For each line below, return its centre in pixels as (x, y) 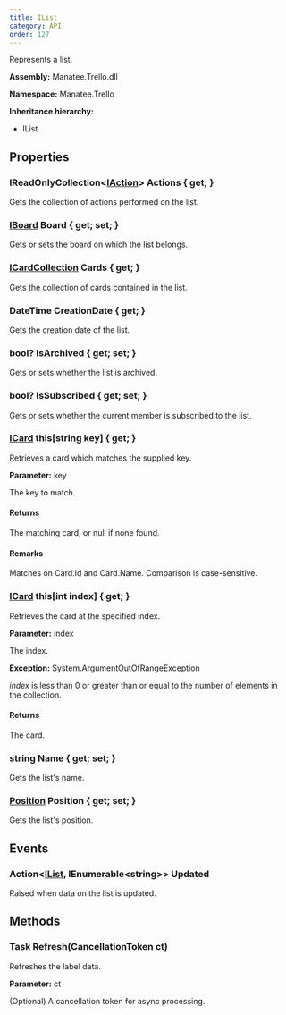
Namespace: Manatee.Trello (62, 94)
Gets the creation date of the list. (70, 330)
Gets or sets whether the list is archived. (84, 373)
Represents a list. (41, 60)
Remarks (26, 553)
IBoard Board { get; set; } (64, 224)
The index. (29, 650)
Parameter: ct (35, 984)
